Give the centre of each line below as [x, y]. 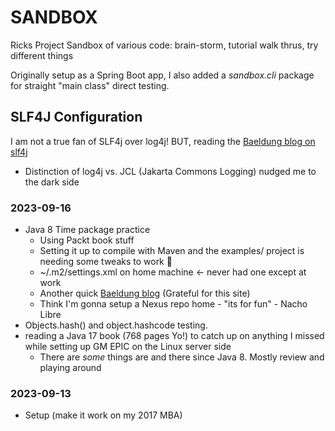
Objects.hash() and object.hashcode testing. [116, 325]
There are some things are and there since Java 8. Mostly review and [182, 357]
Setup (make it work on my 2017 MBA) [103, 415]
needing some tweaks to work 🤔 [106, 262]
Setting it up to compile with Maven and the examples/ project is [172, 251]
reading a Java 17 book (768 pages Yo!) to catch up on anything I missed [174, 336]
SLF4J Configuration [76, 117]
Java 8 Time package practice [87, 230]
